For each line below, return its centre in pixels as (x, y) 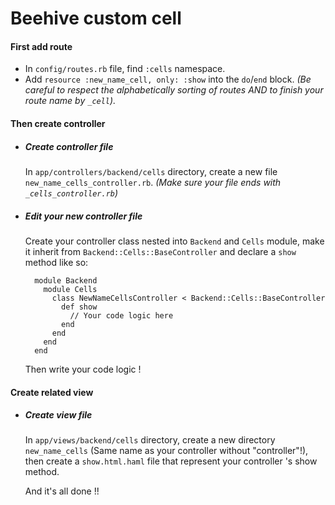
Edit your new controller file (83, 216)
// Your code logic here (121, 315)
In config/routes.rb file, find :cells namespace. (125, 69)
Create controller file (69, 146)
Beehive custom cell (96, 18)
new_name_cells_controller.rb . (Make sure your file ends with (153, 182)
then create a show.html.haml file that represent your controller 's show (171, 461)
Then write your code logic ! (83, 369)
